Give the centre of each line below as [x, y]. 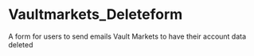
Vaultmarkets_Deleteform [96, 15]
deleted [21, 44]
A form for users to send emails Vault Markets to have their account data [127, 36]
